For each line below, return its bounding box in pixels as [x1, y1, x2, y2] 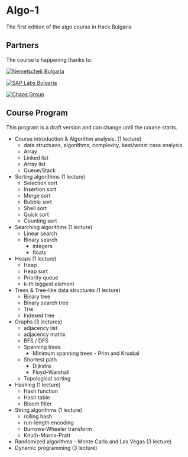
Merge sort [23, 192, 51, 199]
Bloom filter [23, 400, 52, 407]
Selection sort [23, 179, 58, 186]
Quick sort [23, 211, 49, 218]
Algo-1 [6, 4, 40, 17]
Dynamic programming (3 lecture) [14, 444, 98, 451]
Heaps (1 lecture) [14, 255, 57, 262]
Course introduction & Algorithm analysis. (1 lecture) [14, 135, 142, 142]
